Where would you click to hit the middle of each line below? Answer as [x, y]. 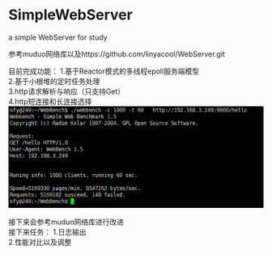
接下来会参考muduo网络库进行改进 [66, 222]
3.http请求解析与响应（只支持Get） [67, 91]
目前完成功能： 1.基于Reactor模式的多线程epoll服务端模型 [104, 71]
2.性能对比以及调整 [40, 242]
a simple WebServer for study [58, 37]
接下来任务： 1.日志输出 [47, 231]
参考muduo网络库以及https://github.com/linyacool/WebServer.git [117, 53]
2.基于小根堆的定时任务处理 [54, 81]
